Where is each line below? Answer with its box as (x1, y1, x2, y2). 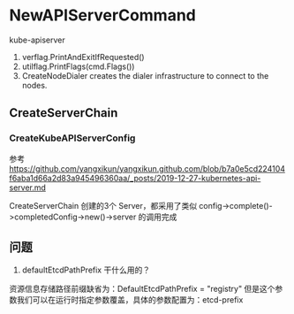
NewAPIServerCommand (9, 5, 196, 26)
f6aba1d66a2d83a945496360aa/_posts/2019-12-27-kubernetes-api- (9, 172, 261, 183)
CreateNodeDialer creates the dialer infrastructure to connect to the (21, 70, 269, 80)
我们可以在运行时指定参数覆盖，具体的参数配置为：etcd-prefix (16, 295, 244, 305)
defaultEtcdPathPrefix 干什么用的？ (21, 264, 151, 275)
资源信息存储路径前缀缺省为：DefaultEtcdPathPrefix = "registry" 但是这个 (9, 284, 275, 295)
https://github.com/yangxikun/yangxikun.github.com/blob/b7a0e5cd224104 (9, 163, 285, 173)
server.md (9, 182, 47, 193)
